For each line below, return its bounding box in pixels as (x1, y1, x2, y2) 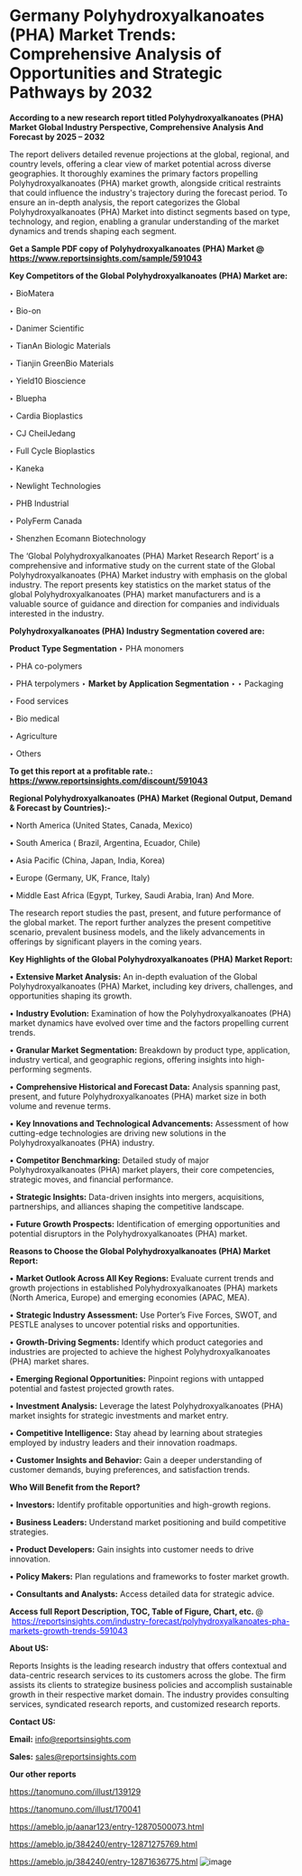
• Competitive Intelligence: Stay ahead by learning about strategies (9, 1427, 263, 1438)
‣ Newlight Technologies (9, 480, 102, 491)
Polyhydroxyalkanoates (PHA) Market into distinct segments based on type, (9, 206, 290, 217)
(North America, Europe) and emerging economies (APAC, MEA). (9, 1291, 251, 1302)
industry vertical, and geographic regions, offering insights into (9, 1054, 243, 1065)
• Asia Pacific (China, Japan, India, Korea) (9, 855, 165, 866)
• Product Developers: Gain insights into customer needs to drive (9, 1543, 254, 1554)
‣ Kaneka (9, 463, 45, 474)
